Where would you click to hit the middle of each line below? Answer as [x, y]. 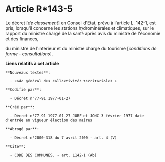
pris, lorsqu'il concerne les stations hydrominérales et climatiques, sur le [80, 28]
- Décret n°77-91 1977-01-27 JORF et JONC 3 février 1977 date [77, 116]
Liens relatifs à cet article [32, 63]
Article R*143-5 [39, 9]
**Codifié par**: [24, 90]
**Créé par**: [20, 107]
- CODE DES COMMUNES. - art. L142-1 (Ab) [54, 155]
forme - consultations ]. [29, 54]
